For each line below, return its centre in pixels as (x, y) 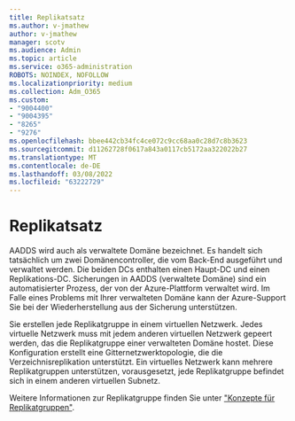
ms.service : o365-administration (71, 67)
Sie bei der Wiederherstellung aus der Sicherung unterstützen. (123, 308)
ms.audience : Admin (45, 51)
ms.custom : (29, 100)
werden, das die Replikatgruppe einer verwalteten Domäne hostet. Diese (141, 343)
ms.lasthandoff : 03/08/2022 (61, 174)
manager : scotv (37, 42)
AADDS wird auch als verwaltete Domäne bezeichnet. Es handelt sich (136, 251)
